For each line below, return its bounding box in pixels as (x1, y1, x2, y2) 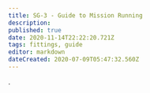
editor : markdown (8, 48, 66, 56)
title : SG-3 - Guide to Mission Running (8, 11, 144, 20)
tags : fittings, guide (8, 41, 83, 49)
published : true (8, 26, 62, 34)
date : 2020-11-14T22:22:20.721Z (8, 33, 114, 42)
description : (8, 19, 51, 27)
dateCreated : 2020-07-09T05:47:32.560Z (8, 56, 140, 64)
